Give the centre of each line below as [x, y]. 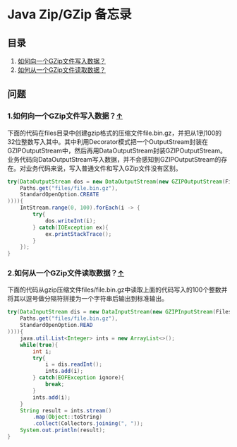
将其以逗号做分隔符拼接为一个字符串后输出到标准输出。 [87, 299]
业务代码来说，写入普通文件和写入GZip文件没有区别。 [104, 168]
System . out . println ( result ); [63, 430]
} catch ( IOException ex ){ [71, 227]
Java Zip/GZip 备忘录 [69, 14]
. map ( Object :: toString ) [67, 417]
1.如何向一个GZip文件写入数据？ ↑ [65, 116]
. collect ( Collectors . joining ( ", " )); [88, 424]
